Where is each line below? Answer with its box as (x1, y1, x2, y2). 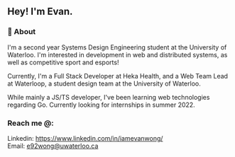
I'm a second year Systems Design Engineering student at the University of (7, 42, 227, 52)
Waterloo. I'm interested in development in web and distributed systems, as (7, 50, 228, 59)
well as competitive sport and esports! (7, 58, 119, 66)
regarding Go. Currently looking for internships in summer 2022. (7, 100, 195, 109)
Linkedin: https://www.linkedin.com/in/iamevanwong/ (7, 134, 163, 142)
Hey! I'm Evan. (7, 6, 73, 18)
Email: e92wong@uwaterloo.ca (7, 141, 99, 150)
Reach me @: (7, 118, 55, 128)
